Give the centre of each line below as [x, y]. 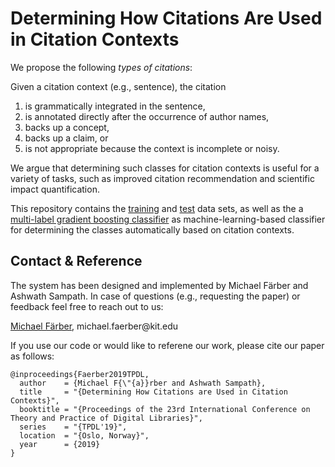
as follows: [32, 356]
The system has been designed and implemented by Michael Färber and [159, 285]
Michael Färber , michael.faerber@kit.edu [94, 326]
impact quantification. [55, 189]
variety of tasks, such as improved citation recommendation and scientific [162, 178]
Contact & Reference [76, 261]
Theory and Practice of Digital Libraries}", [106, 418]
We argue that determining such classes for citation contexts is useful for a [165, 168]
